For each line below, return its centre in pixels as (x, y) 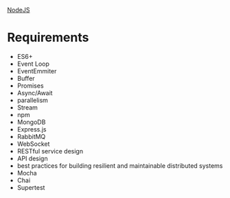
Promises (30, 86)
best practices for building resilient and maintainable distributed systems (120, 165)
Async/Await (35, 92)
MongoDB (31, 122)
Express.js (32, 129)
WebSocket (33, 144)
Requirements (48, 38)
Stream (27, 107)
